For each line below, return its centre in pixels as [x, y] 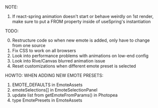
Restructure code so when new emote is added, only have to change [81, 40]
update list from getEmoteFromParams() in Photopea [65, 95]
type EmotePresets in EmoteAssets [47, 100]
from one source [29, 45]
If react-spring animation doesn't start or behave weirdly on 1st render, [83, 16]
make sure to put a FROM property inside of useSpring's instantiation [81, 22]
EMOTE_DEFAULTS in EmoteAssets [47, 85]
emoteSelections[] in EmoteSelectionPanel [55, 90]
